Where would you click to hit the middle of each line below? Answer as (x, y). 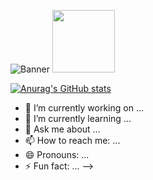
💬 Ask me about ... (62, 129)
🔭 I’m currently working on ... (84, 108)
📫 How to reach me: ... (72, 140)
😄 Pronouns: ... (57, 154)
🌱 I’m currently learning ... (78, 118)
